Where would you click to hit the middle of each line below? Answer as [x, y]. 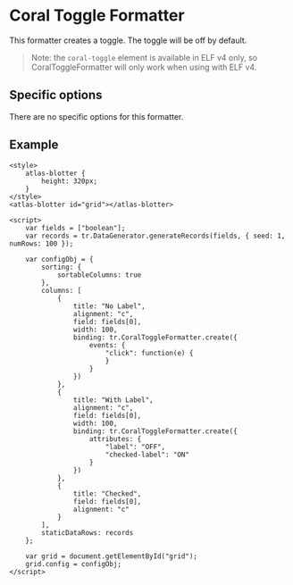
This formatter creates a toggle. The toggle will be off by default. [128, 40]
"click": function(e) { [149, 353]
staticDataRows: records [88, 532]
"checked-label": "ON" [147, 455]
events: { [107, 345]
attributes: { [115, 439]
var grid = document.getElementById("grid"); [112, 556]
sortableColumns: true [99, 275]
